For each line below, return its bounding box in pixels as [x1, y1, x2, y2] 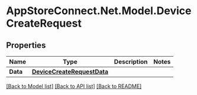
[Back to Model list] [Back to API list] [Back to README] [6, 83, 142, 90]
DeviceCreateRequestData [31, 68, 108, 76]
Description [114, 58, 148, 65]
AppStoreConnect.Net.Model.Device [6, 4, 192, 18]
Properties [6, 40, 46, 50]
